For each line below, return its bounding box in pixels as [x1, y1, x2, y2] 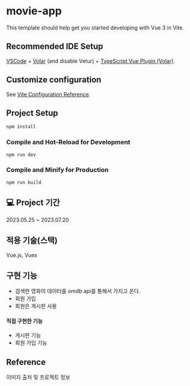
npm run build [6, 179, 42, 185]
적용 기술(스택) [6, 235, 58, 245]
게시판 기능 [14, 331, 41, 339]
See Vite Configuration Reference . [6, 91, 91, 98]
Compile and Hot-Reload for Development [6, 138, 131, 146]
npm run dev [6, 152, 36, 158]
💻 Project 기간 [6, 197, 60, 207]
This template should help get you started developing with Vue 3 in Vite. [6, 24, 185, 31]
